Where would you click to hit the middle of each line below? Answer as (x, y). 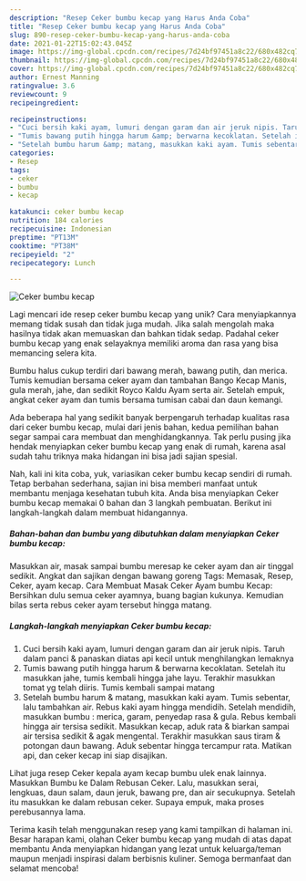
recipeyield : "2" (42, 254)
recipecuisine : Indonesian (61, 229)
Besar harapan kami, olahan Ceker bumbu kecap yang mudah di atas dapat (150, 839)
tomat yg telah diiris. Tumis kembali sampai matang (119, 688)
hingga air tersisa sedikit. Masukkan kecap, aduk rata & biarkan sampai (156, 727)
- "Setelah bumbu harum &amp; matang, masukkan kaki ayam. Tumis (136, 145)
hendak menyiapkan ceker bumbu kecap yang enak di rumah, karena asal (148, 447)
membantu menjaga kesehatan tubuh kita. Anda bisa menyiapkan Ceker (144, 493)
